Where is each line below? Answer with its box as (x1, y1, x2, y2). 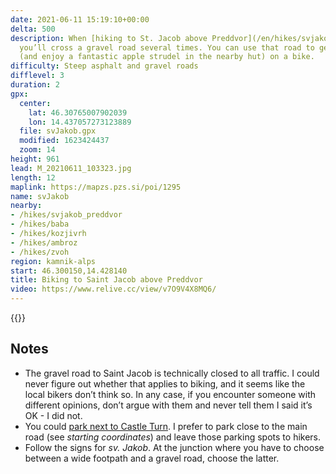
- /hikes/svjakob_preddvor (10, 210, 123, 220)
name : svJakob (10, 191, 70, 201)
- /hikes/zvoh (10, 247, 70, 257)
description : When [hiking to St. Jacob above (10, 33, 208, 43)
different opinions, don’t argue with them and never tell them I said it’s (24, 399, 313, 411)
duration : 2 (10, 80, 60, 90)
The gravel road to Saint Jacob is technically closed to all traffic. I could (24, 367, 320, 379)
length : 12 (10, 172, 56, 183)
